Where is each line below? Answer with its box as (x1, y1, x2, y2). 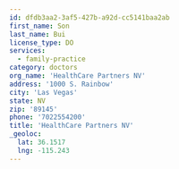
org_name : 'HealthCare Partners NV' (9, 72, 146, 80)
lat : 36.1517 (17, 138, 66, 147)
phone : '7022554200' (9, 113, 87, 122)
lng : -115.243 (17, 146, 70, 155)
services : (9, 46, 47, 55)
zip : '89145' (9, 105, 58, 114)
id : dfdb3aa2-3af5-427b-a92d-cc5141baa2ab (9, 13, 170, 22)
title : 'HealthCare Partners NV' (9, 122, 134, 131)
